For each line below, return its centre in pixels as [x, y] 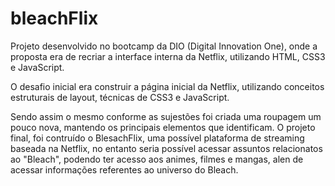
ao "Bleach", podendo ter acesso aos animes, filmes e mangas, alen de [157, 159]
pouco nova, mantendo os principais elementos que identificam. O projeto [163, 127]
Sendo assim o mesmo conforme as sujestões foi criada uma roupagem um [166, 116]
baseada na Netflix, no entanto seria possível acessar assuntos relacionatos [166, 148]
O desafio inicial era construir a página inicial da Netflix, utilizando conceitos [167, 86]
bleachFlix [54, 18]
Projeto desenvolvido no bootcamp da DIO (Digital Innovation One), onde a [164, 46]
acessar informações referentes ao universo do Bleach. [124, 169]
